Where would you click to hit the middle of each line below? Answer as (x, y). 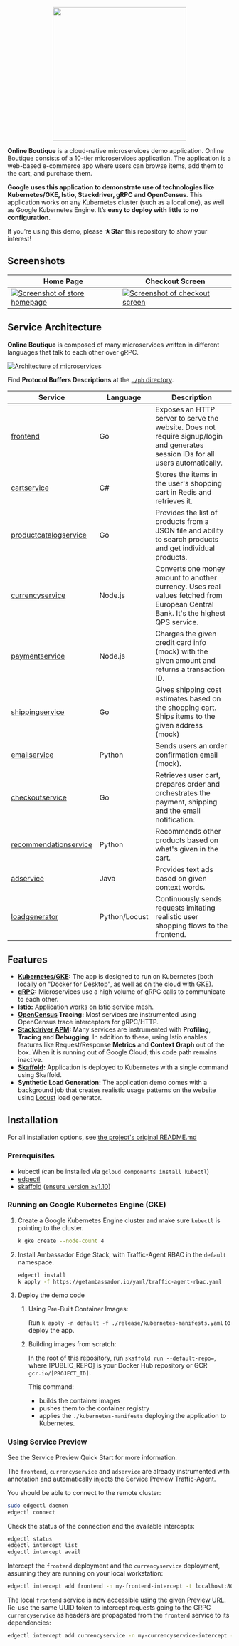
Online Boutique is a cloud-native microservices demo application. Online (116, 151)
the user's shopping (189, 483)
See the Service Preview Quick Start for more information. (92, 1457)
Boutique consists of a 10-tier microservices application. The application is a (119, 158)
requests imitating (185, 908)
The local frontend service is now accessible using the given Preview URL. (117, 1600)
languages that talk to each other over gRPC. (73, 352)
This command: (51, 1387)
